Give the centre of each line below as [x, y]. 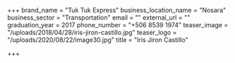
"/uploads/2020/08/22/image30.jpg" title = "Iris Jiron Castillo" [98, 40]
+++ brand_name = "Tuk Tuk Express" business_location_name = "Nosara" [117, 10]
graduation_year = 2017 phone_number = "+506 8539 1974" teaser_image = [118, 25]
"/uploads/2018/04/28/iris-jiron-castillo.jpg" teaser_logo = [92, 32]
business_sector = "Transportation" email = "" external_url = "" [99, 17]
